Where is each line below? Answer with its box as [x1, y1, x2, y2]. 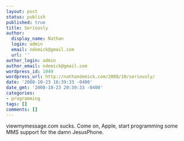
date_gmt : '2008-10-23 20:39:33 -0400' [6, 85, 103, 91]
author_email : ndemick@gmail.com [6, 63, 88, 69]
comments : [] [6, 106, 38, 112]
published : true [6, 19, 46, 25]
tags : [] [6, 101, 27, 107]
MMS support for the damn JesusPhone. [6, 129, 104, 136]
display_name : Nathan [11, 36, 64, 42]
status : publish [6, 14, 46, 20]
